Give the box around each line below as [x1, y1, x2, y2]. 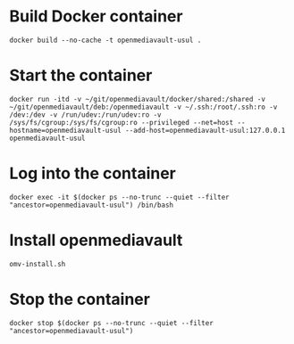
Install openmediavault [9, 230, 183, 250]
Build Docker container [9, 6, 183, 27]
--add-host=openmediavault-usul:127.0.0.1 [124, 126, 286, 135]
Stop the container [9, 289, 150, 309]
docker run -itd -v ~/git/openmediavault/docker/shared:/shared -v [9, 94, 266, 103]
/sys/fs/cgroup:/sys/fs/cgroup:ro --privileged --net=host [9, 118, 234, 127]
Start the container [9, 65, 153, 86]
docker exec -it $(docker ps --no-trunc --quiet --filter [9, 192, 230, 201]
